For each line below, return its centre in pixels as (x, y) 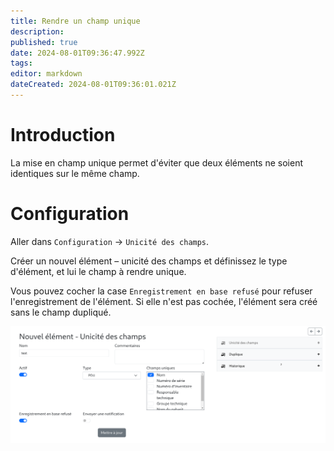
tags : (21, 63)
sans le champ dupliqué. (61, 312)
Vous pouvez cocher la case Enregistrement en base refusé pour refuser (161, 291)
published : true (44, 42)
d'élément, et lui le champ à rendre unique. (98, 271)
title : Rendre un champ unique (75, 21)
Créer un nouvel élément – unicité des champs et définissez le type (149, 261)
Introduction (63, 135)
